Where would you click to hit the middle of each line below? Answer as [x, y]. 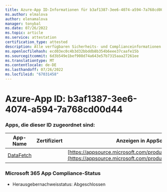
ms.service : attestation [31, 38]
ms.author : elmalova [27, 14]
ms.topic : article [24, 33]
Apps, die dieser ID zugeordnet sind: [50, 125]
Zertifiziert [50, 141]
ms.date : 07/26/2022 [27, 28]
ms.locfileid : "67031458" [32, 74]
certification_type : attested [37, 42]
